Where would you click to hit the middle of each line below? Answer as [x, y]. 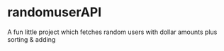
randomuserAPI [55, 12]
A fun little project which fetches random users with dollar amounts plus [112, 32]
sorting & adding [32, 39]
